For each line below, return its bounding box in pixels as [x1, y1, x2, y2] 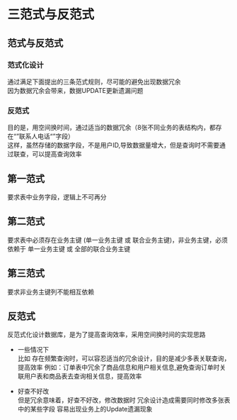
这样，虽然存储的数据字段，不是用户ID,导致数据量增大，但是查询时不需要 [7, 141, 220, 150]
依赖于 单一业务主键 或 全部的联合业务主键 [7, 244, 131, 253]
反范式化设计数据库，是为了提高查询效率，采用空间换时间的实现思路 [7, 331, 206, 339]
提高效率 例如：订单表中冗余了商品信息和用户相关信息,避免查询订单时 [17, 363, 220, 372]
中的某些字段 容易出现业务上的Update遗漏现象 [17, 405, 153, 414]
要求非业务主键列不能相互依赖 [7, 287, 94, 296]
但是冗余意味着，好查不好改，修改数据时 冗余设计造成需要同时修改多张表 [17, 396, 231, 404]
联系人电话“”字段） [18, 132, 74, 140]
